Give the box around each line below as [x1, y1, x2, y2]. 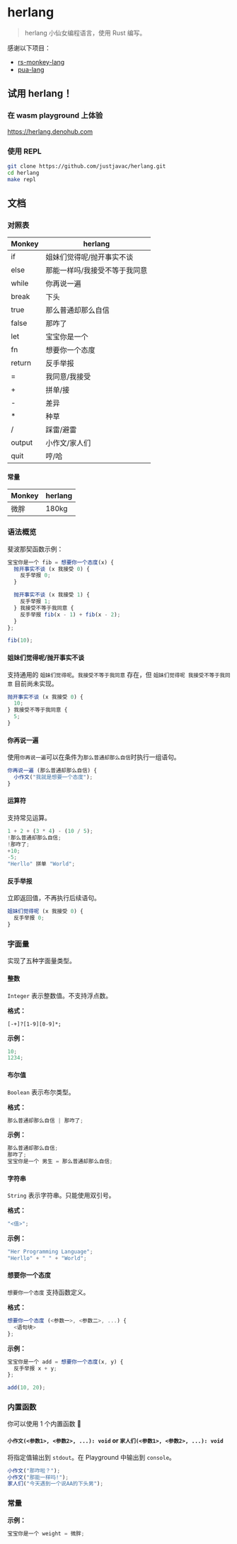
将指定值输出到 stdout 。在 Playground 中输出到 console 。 [7, 1453, 175, 1461]
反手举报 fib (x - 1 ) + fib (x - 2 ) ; [20, 611, 121, 618]
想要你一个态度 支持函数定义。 [7, 1288, 90, 1297]
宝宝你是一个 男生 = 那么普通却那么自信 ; [7, 1158, 113, 1165]
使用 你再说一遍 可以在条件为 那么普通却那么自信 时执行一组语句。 [7, 753, 180, 761]
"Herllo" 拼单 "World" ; [7, 861, 76, 868]
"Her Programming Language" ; [7, 1248, 93, 1256]
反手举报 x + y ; [13, 1365, 58, 1372]
